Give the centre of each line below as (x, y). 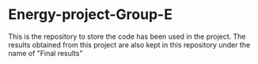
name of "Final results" (46, 53)
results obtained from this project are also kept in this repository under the (129, 44)
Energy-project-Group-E (90, 15)
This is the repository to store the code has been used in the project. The (127, 36)
